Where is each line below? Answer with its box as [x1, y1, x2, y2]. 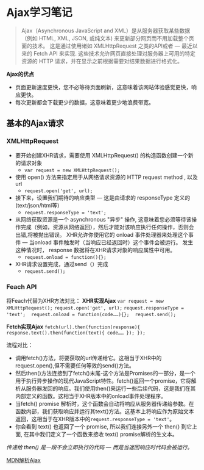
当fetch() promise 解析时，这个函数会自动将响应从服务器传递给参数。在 [15, 400, 194, 407]
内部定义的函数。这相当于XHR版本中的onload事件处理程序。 [15, 392, 166, 400]
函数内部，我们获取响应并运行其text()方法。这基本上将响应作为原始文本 [15, 407, 194, 415]
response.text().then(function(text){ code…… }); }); [6, 330, 146, 336]
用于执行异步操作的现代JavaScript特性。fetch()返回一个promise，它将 [15, 377, 192, 385]
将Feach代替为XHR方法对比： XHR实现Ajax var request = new [6, 297, 164, 304]
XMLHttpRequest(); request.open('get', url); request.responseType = [6, 305, 185, 311]
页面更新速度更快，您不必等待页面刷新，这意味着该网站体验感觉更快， [15, 83, 192, 90]
